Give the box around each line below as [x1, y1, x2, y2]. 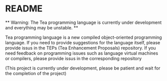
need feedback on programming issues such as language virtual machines [5, 50, 159, 56]
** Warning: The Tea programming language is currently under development [5, 19, 162, 25]
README [5, 3, 43, 14]
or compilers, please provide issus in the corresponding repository [5, 55, 142, 61]
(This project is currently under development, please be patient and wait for [5, 65, 161, 71]
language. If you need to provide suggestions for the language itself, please [5, 39, 161, 45]
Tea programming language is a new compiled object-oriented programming [5, 34, 162, 40]
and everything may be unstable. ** [5, 24, 78, 30]
